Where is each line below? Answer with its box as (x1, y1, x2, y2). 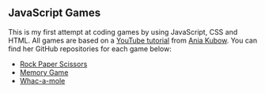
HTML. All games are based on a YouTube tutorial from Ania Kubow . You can (8, 35, 258, 45)
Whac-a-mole (19, 76, 66, 85)
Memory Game (19, 67, 69, 77)
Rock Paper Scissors (19, 59, 88, 69)
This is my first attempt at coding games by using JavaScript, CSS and (8, 27, 238, 36)
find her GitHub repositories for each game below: (8, 43, 172, 54)
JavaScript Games (8, 6, 101, 20)
